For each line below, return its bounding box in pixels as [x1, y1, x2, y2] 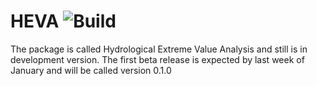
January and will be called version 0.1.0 [10, 64, 172, 76]
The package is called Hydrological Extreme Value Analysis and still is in [10, 43, 308, 55]
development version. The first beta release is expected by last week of [10, 53, 305, 65]
